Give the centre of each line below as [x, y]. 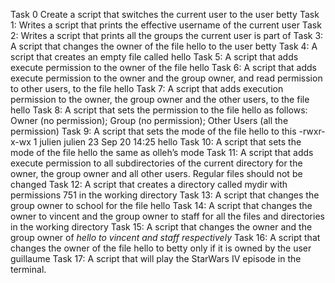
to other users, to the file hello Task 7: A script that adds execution [147, 88]
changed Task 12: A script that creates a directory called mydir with [149, 184]
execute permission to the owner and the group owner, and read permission [166, 78]
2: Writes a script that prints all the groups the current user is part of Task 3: [167, 35]
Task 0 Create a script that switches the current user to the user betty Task [165, 14]
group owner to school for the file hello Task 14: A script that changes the [161, 205]
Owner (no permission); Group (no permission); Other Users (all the [149, 120]
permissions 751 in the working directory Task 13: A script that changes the [165, 195]
